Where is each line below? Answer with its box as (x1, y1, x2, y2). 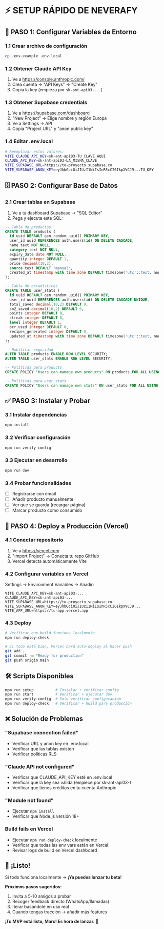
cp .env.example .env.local (5, 53, 62, 58)
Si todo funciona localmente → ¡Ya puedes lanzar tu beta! (5, 875, 122, 880)
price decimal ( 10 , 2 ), (9, 261, 54, 266)
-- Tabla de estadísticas (5, 284, 58, 288)
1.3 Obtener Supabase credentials (5, 99, 87, 105)
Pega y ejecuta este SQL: (12, 215, 63, 221)
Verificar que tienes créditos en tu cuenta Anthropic (12, 784, 117, 791)
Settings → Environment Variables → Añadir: (5, 582, 94, 588)
